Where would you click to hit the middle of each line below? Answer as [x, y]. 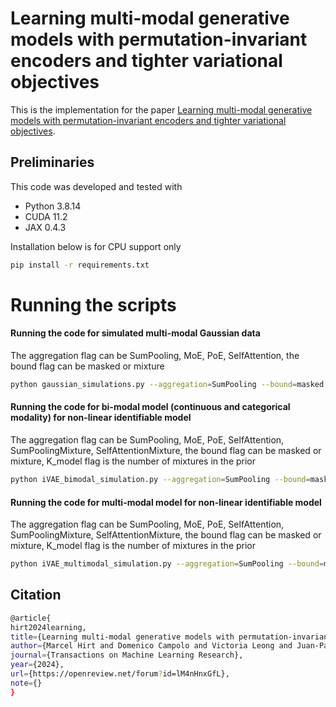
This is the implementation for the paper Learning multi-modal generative [161, 109]
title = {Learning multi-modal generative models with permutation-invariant [171, 637]
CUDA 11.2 [46, 216]
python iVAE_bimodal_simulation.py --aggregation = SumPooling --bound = [160, 480]
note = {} [26, 683]
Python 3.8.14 [53, 206]
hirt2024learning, [48, 627]
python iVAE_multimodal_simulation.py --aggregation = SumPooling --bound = [167, 564]
